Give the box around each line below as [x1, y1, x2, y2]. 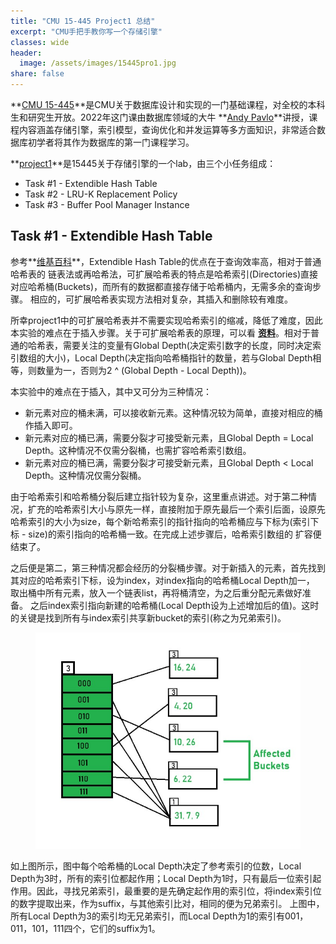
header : [10, 48, 43, 58]
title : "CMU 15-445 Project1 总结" [10, 16, 156, 26]
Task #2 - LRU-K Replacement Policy [24, 188, 178, 200]
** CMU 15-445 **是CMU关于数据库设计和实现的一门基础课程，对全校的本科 [10, 99, 326, 110]
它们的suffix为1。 [89, 922, 161, 934]
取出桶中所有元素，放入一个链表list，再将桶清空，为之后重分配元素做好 [10, 586, 303, 599]
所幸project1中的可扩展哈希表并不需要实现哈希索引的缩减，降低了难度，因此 [10, 314, 323, 326]
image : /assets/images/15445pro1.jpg [19, 58, 177, 69]
